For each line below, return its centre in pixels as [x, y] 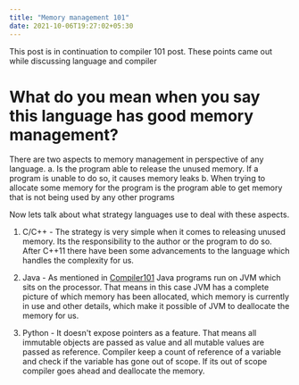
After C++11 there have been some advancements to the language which [156, 251]
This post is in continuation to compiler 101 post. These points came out [141, 51]
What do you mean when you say [135, 97]
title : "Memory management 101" [69, 17]
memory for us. [50, 316]
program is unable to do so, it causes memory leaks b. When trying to [137, 179]
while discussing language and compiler [83, 61]
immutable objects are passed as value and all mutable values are [143, 343]
